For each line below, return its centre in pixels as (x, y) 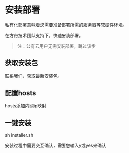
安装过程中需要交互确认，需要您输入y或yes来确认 (56, 145)
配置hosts (21, 93)
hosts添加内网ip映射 (26, 106)
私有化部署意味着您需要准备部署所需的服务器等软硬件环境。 (66, 25)
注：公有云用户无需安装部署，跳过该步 (56, 46)
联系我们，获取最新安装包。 (33, 76)
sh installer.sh (19, 135)
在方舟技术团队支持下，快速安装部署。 (44, 35)
